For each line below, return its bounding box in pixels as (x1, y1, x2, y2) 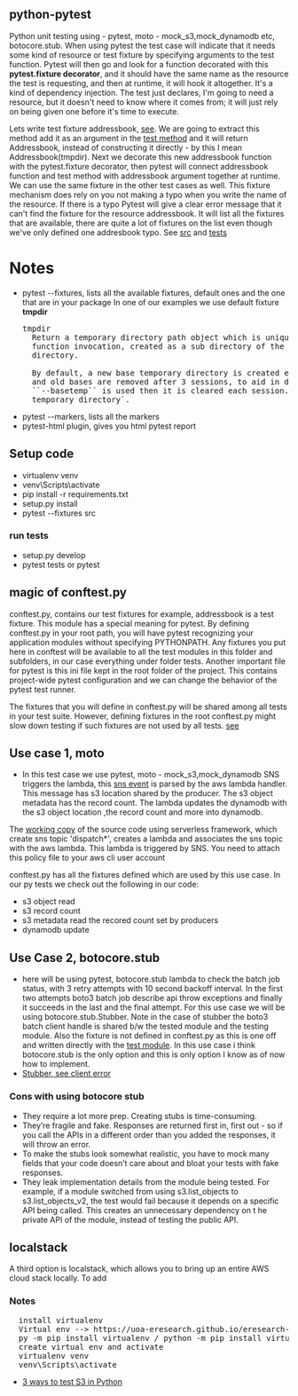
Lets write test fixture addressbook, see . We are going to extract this (9, 123, 260, 134)
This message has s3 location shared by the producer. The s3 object (21, 788, 273, 799)
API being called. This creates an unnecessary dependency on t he (21, 1204, 268, 1215)
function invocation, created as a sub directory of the (31, 341, 285, 351)
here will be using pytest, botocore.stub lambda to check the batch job (21, 974, 281, 984)
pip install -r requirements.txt (21, 488, 129, 500)
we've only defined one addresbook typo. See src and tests (9, 226, 228, 238)
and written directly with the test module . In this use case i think (21, 1040, 255, 1051)
